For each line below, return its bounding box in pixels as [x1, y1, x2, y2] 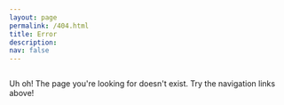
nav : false [9, 46, 50, 55]
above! [9, 88, 35, 99]
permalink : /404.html [9, 21, 90, 30]
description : [9, 37, 58, 47]
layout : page [9, 12, 58, 22]
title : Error [9, 29, 58, 38]
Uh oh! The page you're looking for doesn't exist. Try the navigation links [9, 78, 276, 89]
